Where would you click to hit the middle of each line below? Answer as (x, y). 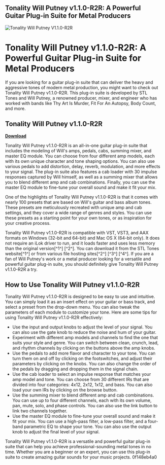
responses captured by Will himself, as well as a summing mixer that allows (81, 177)
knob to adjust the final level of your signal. (56, 432)
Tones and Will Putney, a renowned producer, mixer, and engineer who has (81, 98)
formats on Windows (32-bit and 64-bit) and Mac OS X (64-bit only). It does (82, 238)
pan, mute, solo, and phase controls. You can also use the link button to (85, 406)
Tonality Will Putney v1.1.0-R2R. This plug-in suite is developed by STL (76, 93)
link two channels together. (40, 411)
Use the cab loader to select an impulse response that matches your (82, 374)
